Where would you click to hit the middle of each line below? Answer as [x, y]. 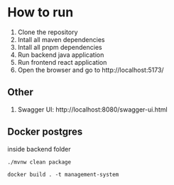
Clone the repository [48, 32]
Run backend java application [61, 55]
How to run [40, 12]
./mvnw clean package [39, 162]
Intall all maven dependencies [61, 39]
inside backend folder [39, 149]
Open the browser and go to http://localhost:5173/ [91, 70]
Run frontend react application [62, 62]
